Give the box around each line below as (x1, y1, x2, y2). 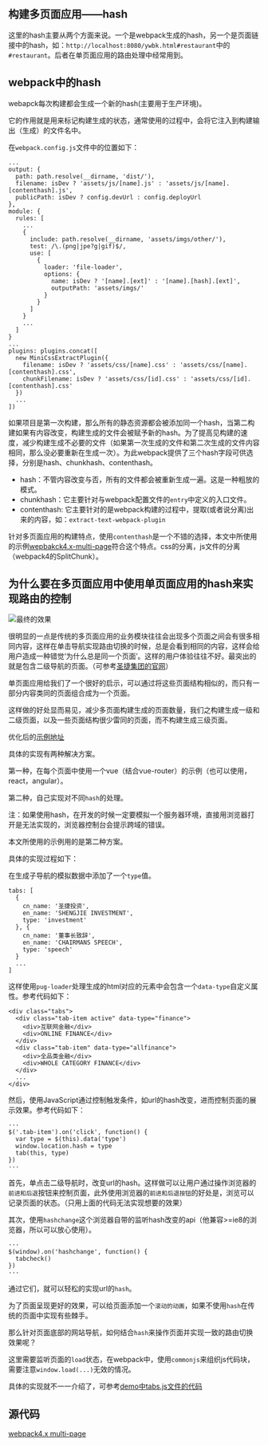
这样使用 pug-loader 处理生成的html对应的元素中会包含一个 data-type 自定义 (8, 982, 251, 991)
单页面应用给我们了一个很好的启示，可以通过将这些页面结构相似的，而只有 (8, 678, 253, 688)
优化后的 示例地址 (8, 733, 65, 742)
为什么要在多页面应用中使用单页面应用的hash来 (8, 577, 243, 591)
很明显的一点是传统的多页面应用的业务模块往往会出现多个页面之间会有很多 (8, 631, 253, 641)
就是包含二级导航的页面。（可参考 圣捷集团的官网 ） (8, 662, 173, 671)
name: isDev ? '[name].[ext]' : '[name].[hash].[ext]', (50, 277, 241, 285)
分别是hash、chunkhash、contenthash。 (22, 457, 158, 467)
